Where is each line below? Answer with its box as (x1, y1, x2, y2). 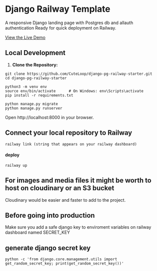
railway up (5, 163, 27, 168)
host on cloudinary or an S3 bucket (5, 184, 114, 192)
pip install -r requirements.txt (5, 92, 74, 98)
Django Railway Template (5, 3, 110, 15)
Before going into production (5, 211, 95, 219)
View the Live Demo (5, 34, 46, 40)
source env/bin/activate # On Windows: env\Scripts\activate (5, 89, 144, 93)
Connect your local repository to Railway (5, 129, 132, 137)
